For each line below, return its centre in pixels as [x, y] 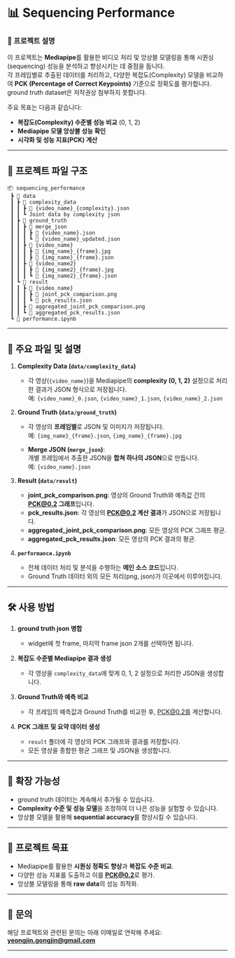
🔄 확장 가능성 [34, 781]
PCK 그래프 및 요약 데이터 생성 [58, 726]
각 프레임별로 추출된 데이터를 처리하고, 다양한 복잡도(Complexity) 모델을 [106, 75]
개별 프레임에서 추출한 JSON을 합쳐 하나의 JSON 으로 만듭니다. [113, 458]
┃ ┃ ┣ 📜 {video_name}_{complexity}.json [70, 208]
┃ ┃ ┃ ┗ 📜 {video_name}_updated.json [65, 239]
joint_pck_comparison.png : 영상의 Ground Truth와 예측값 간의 [116, 495]
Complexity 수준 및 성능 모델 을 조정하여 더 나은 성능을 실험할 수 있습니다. [117, 808]
